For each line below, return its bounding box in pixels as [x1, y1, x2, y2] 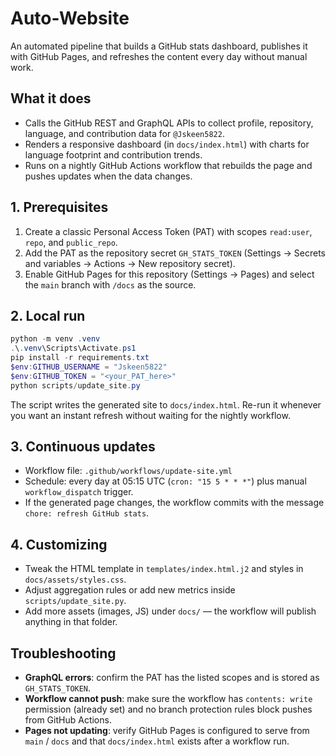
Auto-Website [10, 7, 130, 30]
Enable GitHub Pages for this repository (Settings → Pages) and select [24, 268, 315, 280]
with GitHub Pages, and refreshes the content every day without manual [10, 50, 308, 62]
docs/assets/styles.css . [24, 573, 127, 586]
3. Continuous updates [10, 438, 156, 456]
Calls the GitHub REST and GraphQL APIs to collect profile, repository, [24, 117, 314, 129]
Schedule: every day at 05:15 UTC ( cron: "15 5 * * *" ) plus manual [24, 475, 307, 487]
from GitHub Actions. [24, 714, 112, 726]
